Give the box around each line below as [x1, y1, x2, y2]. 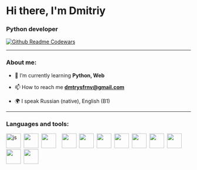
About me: [6, 59, 37, 67]
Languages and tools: [6, 120, 69, 128]
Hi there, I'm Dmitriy [6, 4, 106, 18]
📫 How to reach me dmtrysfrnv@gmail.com [14, 83, 125, 90]
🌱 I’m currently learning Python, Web [14, 72, 105, 79]
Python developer [6, 25, 59, 33]
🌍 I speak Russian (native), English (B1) [14, 97, 110, 104]
